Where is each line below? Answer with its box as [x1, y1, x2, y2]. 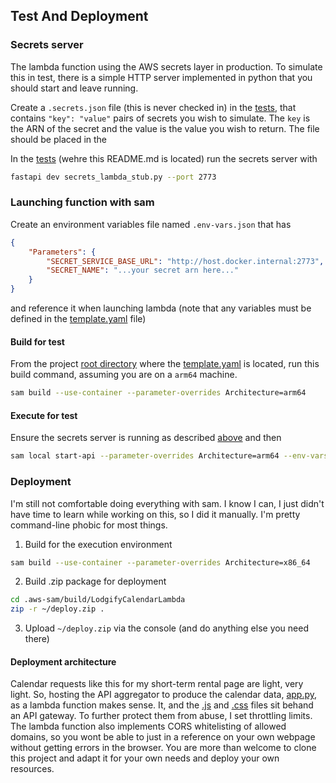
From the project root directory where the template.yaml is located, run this [10, 358, 320, 370]
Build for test [10, 335, 65, 348]
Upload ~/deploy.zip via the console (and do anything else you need [24, 622, 310, 634]
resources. [10, 763, 55, 775]
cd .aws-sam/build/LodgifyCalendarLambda [10, 595, 186, 605]
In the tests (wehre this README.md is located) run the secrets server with [10, 152, 318, 164]
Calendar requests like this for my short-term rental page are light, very [10, 678, 304, 690]
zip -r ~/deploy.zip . [10, 604, 105, 614]
